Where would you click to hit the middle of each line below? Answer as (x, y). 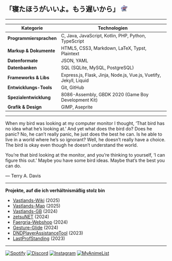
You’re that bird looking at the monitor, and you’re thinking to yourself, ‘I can (85, 155)
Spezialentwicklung (29, 97)
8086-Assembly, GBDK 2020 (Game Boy (105, 95)
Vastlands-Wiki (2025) (36, 200)
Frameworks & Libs (28, 78)
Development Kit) (80, 100)
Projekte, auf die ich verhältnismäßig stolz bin (55, 190)
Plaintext (70, 53)
